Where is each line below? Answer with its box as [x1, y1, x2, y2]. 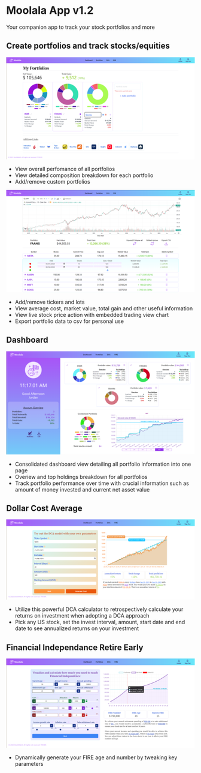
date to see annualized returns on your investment [14, 625, 139, 632]
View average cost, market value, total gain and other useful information [14, 305, 193, 312]
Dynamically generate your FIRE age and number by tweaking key [14, 754, 178, 761]
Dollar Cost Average [6, 503, 83, 513]
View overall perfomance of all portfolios [14, 166, 115, 173]
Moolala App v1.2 [6, 4, 94, 17]
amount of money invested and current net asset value [14, 486, 150, 493]
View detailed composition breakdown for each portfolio [14, 172, 154, 179]
